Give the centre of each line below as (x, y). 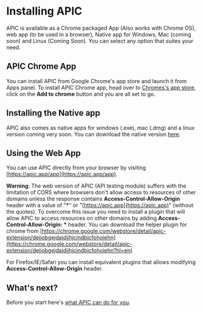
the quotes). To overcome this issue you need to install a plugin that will (96, 212)
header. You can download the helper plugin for (127, 225)
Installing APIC (44, 11)
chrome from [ (24, 231)
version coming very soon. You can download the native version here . (93, 134)
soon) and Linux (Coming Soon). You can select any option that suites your (100, 41)
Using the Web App (44, 153)
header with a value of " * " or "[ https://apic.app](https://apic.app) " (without (100, 205)
